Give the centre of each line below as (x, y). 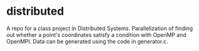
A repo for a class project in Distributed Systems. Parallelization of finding (100, 28)
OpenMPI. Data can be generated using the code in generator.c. (87, 41)
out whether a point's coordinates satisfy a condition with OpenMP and (96, 34)
